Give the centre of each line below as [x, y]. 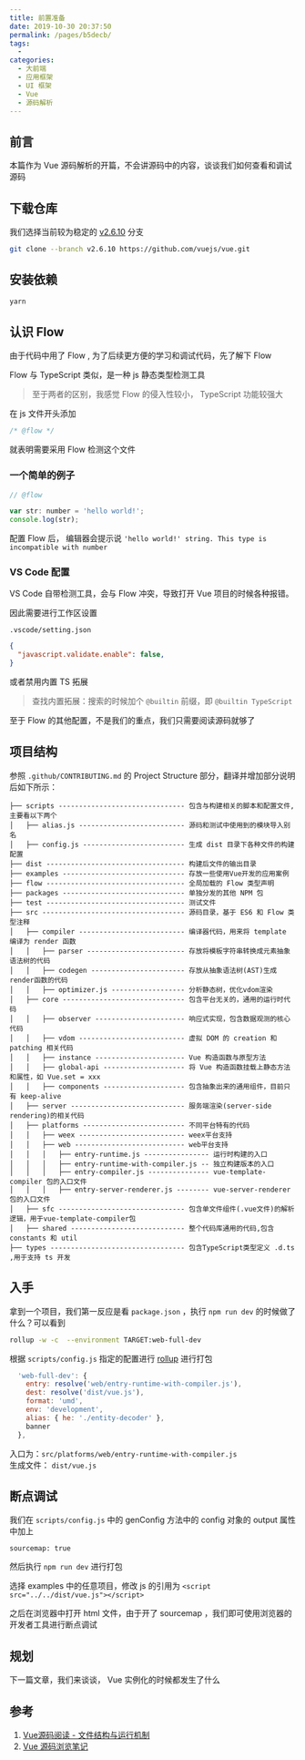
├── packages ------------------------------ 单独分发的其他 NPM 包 [137, 893]
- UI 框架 [35, 86]
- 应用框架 [36, 77]
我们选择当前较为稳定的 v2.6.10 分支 [76, 232]
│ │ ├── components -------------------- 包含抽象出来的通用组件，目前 [147, 1086]
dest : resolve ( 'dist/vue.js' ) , [85, 1393]
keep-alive [41, 1096]
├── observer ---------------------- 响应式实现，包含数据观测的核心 [167, 1018]
